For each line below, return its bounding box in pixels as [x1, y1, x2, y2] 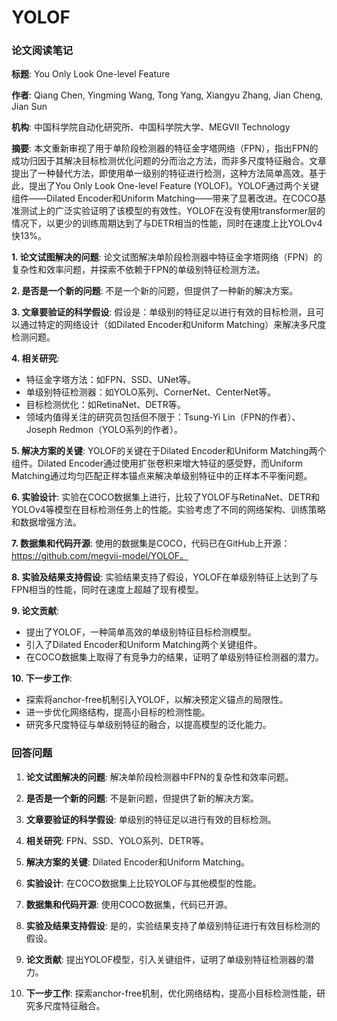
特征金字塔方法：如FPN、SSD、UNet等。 [25, 374, 197, 386]
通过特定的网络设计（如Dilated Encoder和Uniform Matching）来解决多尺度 [19, 319, 327, 331]
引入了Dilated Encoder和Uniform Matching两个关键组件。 [25, 639, 263, 651]
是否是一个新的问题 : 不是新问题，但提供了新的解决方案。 [25, 792, 259, 804]
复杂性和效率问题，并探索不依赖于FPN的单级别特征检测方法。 [11, 264, 266, 276]
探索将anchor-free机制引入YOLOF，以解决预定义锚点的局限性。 [25, 694, 289, 706]
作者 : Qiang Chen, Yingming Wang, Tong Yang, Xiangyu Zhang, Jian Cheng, [11, 89, 324, 101]
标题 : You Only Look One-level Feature [11, 68, 171, 80]
